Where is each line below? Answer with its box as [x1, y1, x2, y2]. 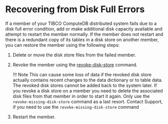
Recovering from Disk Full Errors [5, 4, 145, 15]
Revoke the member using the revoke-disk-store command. [12, 61, 138, 68]
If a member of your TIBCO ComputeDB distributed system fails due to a [5, 20, 157, 26]
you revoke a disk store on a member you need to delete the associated [12, 87, 163, 94]
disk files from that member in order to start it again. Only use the [12, 93, 150, 99]
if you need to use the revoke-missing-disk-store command [12, 104, 139, 110]
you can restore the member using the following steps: [5, 42, 120, 48]
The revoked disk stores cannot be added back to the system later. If [12, 82, 157, 88]
